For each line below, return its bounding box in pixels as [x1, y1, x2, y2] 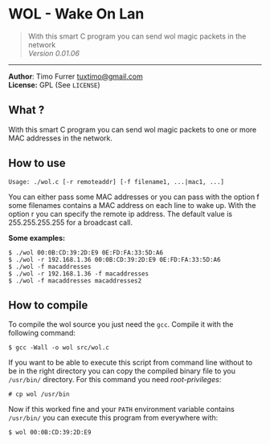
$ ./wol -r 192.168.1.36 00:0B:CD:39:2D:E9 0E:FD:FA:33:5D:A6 [8, 255, 221, 263]
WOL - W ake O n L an [8, 5, 145, 23]
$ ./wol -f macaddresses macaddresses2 [8, 276, 142, 285]
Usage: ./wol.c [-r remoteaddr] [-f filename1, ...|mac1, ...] [8, 177, 225, 185]
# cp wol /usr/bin [8, 390, 70, 398]
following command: [8, 328, 76, 338]
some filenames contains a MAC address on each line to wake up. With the [8, 200, 256, 210]
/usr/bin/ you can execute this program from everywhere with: [8, 413, 219, 422]
